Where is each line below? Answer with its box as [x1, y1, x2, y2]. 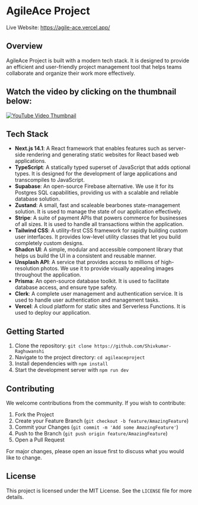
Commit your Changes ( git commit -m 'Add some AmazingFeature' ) [14, 424, 179, 431]
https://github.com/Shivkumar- [94, 343, 172, 349]
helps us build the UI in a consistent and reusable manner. [14, 252, 157, 259]
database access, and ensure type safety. [14, 284, 117, 291]
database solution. [14, 195, 60, 203]
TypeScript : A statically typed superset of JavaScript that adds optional [14, 164, 191, 171]
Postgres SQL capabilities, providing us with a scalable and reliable [14, 189, 179, 196]
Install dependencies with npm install [14, 360, 108, 367]
